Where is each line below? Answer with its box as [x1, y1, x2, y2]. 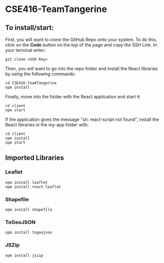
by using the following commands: [5, 71, 76, 77]
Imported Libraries [5, 154, 64, 162]
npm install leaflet [5, 180, 48, 185]
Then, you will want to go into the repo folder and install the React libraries [5, 66, 158, 71]
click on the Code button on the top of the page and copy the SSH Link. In [5, 42, 157, 48]
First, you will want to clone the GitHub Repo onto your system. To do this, [5, 36, 158, 42]
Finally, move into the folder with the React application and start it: [5, 94, 141, 99]
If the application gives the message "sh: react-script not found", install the [5, 116, 160, 122]
